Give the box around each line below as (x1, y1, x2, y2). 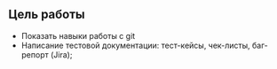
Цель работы (8, 7, 85, 22)
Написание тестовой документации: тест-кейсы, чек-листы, (20, 40, 250, 50)
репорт (20, 49, 50, 60)
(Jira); (51, 49, 73, 60)
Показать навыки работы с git (20, 30, 136, 41)
